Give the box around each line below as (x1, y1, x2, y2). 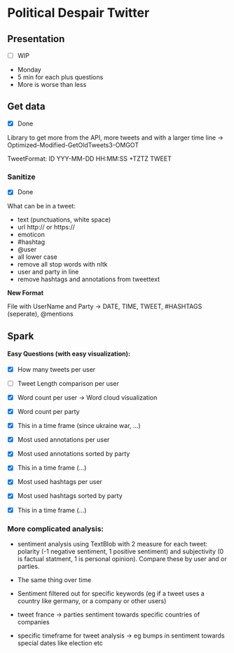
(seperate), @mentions (7, 310, 74, 318)
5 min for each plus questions (17, 73, 104, 81)
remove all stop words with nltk (17, 260, 108, 269)
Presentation (7, 33, 65, 45)
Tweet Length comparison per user (17, 379, 119, 387)
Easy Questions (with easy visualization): (7, 349, 131, 358)
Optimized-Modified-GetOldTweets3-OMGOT (7, 140, 139, 149)
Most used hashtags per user (17, 478, 103, 486)
